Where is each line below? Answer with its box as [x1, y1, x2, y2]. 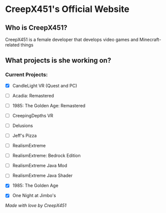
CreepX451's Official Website [5, 3, 130, 15]
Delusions [12, 122, 33, 128]
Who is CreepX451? [5, 23, 68, 32]
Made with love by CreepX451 [5, 203, 67, 209]
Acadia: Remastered [12, 92, 54, 98]
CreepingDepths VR [12, 112, 53, 118]
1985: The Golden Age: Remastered [12, 102, 86, 108]
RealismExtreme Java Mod [12, 163, 67, 169]
